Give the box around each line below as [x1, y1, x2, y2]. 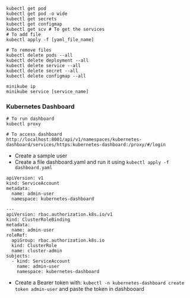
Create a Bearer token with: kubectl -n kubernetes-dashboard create [14, 279, 185, 286]
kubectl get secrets [6, 16, 58, 22]
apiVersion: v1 [6, 175, 44, 181]
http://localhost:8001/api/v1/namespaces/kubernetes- [6, 137, 142, 142]
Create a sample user [14, 152, 68, 160]
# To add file [6, 31, 42, 37]
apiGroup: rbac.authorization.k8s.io [11, 237, 105, 243]
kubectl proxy [6, 121, 42, 127]
